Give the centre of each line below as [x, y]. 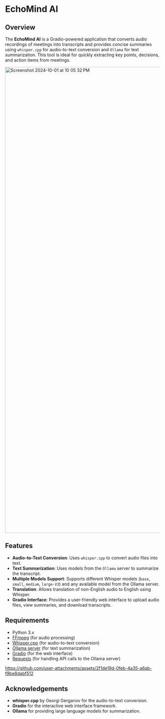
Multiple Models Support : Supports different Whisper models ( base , [81, 578]
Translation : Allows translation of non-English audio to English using [82, 589]
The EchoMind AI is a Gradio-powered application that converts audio [76, 39]
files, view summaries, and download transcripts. [62, 605]
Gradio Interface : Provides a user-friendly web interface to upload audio [86, 600]
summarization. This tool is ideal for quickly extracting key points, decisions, [82, 55]
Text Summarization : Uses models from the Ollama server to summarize [85, 568]
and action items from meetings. [38, 60]
